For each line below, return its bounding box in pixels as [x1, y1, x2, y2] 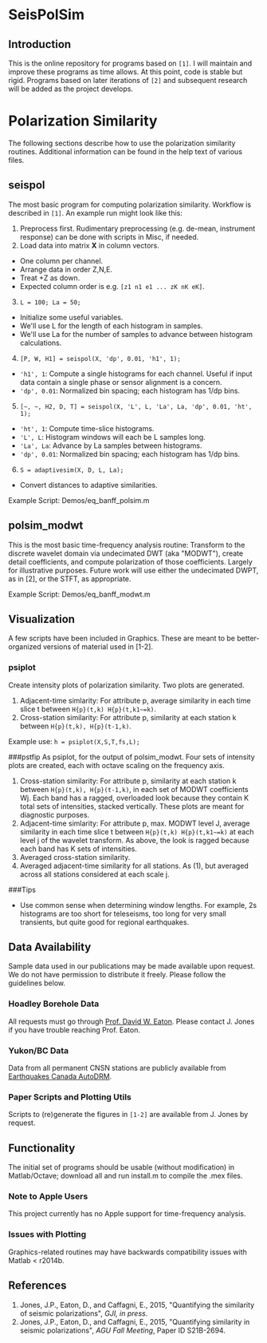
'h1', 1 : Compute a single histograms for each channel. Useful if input [19, 369, 253, 378]
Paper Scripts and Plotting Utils [8, 1091, 132, 1103]
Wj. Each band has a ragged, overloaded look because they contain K [19, 793, 249, 802]
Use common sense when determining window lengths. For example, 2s [19, 900, 257, 909]
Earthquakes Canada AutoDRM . [8, 1072, 112, 1081]
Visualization [8, 612, 76, 626]
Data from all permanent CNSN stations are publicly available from [8, 1064, 226, 1073]
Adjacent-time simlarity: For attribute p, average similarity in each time [19, 695, 251, 705]
